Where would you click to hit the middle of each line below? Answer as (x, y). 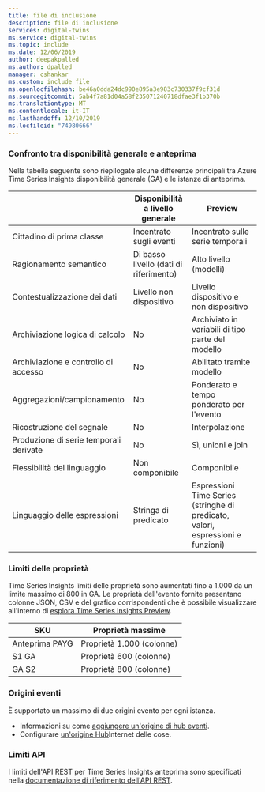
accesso (28, 372)
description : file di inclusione (63, 23)
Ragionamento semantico (59, 264)
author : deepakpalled (44, 60)
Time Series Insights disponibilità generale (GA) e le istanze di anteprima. (127, 179)
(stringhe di (213, 505)
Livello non (153, 292)
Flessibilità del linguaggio (59, 468)
